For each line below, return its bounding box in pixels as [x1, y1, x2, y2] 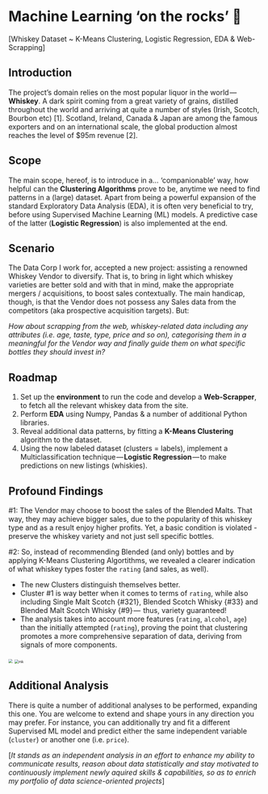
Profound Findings [8, 484, 103, 498]
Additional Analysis [8, 678, 109, 693]
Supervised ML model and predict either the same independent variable [8, 726, 248, 736]
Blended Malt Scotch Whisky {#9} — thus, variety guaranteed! [19, 606, 228, 615]
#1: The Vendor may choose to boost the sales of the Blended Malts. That [8, 506, 253, 515]
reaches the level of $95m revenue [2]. [8, 130, 139, 140]
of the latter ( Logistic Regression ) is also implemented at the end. [8, 218, 228, 228]
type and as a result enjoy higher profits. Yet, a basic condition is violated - [8, 523, 258, 532]
